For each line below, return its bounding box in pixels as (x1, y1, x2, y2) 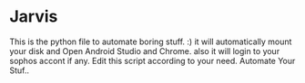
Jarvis (9, 6, 58, 27)
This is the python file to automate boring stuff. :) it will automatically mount (9, 36, 292, 47)
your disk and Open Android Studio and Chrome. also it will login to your (9, 45, 280, 56)
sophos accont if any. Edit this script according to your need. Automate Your (9, 55, 296, 66)
